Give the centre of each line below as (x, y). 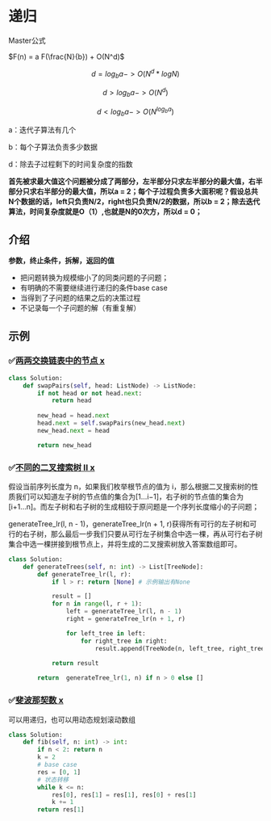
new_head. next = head (74, 430)
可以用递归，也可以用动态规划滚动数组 (72, 719)
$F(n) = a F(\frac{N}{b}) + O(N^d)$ (67, 57)
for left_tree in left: (106, 633)
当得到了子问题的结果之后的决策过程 (80, 298)
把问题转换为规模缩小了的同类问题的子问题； (94, 278)
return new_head (65, 445)
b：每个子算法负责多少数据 (53, 147)
